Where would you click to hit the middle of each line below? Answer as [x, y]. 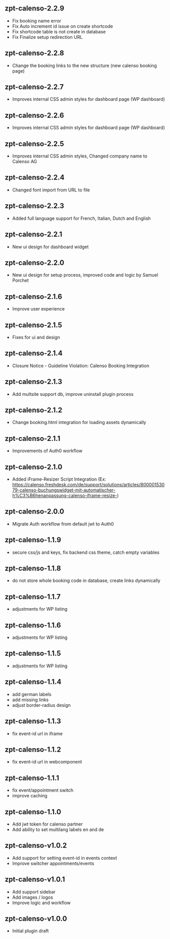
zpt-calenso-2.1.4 [34, 353]
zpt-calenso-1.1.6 [33, 625]
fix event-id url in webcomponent [47, 762]
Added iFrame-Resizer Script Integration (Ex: [59, 479]
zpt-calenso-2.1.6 [33, 296]
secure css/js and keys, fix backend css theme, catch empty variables [86, 552]
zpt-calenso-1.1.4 [33, 682]
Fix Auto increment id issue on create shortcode [62, 26]
